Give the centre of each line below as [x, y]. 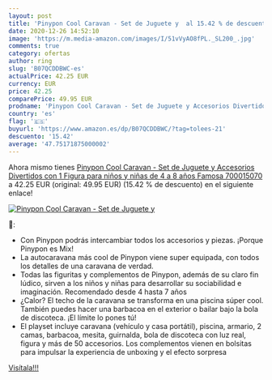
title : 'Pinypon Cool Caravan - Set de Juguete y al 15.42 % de [121, 23]
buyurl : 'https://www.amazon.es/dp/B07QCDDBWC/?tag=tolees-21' [117, 129]
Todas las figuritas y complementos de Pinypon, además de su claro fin [139, 274]
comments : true [34, 46]
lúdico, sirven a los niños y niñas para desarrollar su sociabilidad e [131, 283]
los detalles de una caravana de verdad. [87, 266]
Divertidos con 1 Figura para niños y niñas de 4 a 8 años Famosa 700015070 [136, 176]
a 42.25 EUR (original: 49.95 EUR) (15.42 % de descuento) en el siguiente [131, 184]
